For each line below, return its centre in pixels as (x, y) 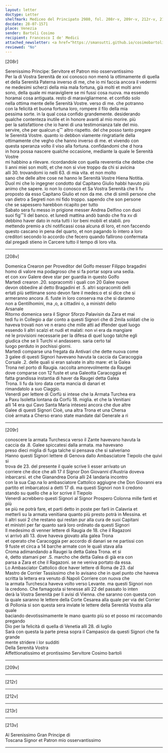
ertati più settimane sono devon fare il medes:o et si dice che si (70, 293)
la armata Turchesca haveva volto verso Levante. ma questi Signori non (79, 583)
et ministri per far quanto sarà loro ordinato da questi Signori (67, 525)
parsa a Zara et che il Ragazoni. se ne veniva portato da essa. (68, 562)
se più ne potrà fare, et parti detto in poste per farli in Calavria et (71, 509)
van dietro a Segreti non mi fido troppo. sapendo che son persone (73, 199)
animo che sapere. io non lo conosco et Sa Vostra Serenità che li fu (74, 188)
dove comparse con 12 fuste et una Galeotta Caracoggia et (66, 372)
